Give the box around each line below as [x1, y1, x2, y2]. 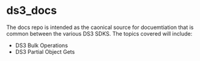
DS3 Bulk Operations [15, 42, 69, 49]
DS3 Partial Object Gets [15, 48, 75, 55]
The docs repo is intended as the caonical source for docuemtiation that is [6, 24, 194, 31]
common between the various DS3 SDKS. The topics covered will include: [6, 30, 193, 37]
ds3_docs [6, 4, 57, 18]
